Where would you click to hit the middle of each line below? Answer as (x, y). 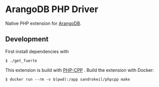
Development (27, 39)
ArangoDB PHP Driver (52, 9)
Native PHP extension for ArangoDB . (44, 23)
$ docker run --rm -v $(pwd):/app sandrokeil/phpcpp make (68, 79)
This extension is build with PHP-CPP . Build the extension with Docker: (80, 70)
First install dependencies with (37, 51)
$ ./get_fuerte (21, 61)
